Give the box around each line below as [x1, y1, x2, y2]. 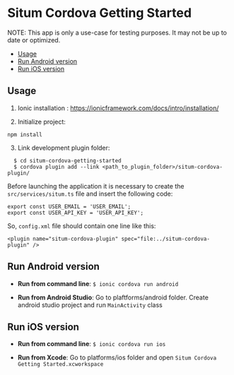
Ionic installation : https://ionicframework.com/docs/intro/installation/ [17, 104, 219, 112]
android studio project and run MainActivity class [17, 300, 163, 309]
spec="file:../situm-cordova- [121, 235, 211, 242]
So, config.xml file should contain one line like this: [7, 221, 156, 230]
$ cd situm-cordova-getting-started [13, 157, 122, 164]
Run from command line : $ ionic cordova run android [17, 279, 179, 287]
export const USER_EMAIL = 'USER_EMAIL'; [7, 203, 131, 210]
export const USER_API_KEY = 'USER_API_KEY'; [7, 209, 144, 216]
